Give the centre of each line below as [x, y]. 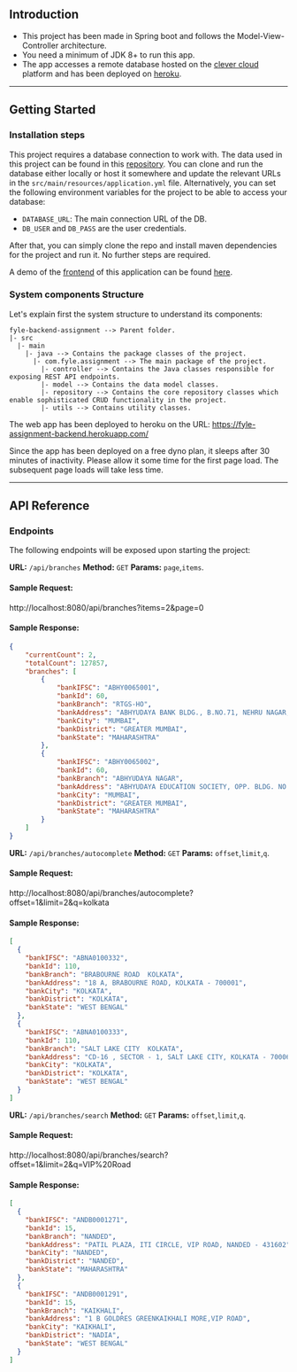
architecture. [84, 45]
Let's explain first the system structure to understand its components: [136, 314]
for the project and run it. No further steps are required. [110, 254]
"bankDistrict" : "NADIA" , [73, 1336]
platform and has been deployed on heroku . [102, 74]
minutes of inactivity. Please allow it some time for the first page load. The [144, 460]
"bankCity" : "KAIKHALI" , [71, 1327]
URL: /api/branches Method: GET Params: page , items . [107, 567]
